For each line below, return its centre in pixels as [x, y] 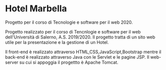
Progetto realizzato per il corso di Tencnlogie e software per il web [73, 32]
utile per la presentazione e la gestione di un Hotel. [57, 42]
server [12, 62]
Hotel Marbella [36, 9]
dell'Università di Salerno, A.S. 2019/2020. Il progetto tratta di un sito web [80, 37]
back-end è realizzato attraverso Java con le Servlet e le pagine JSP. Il [77, 57]
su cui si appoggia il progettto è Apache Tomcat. [69, 62]
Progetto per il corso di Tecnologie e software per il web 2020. [69, 22]
